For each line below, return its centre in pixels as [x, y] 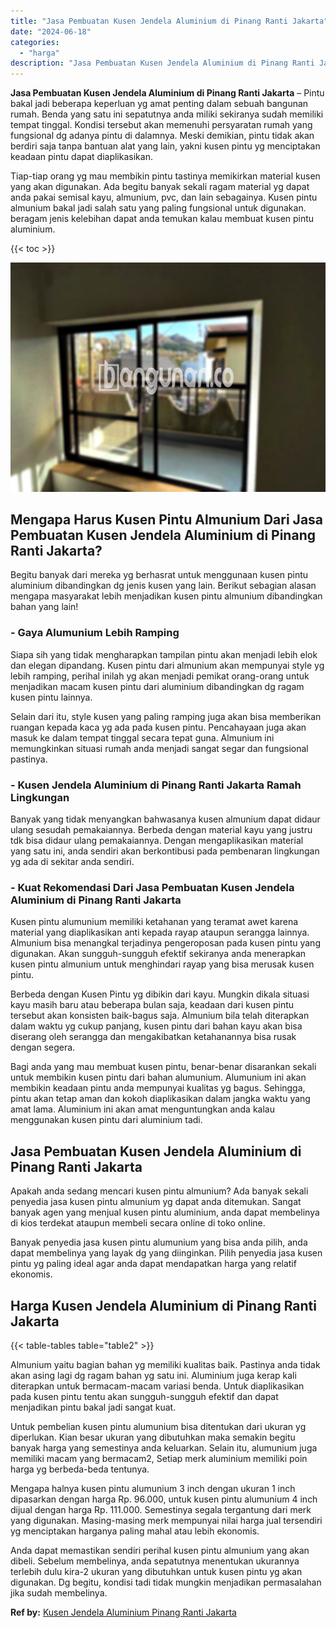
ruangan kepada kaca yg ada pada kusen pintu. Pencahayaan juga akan [158, 727]
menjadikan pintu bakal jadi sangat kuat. [93, 1407]
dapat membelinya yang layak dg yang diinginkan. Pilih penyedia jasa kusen [166, 1253]
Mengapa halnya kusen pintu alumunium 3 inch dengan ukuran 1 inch [153, 1488]
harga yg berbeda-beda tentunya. [80, 1469]
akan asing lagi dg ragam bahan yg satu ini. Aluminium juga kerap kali [153, 1375]
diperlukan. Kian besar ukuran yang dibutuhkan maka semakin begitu [153, 1437]
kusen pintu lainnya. [51, 697]
